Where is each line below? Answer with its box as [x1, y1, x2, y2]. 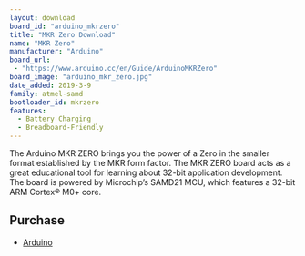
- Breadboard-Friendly [17, 123, 104, 133]
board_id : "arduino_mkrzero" [9, 22, 120, 31]
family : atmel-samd [9, 89, 84, 98]
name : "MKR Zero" [9, 38, 76, 48]
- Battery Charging [17, 114, 92, 123]
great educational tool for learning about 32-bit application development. [9, 167, 283, 178]
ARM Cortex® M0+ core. [9, 187, 102, 197]
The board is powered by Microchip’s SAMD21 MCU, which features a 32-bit [9, 177, 296, 187]
